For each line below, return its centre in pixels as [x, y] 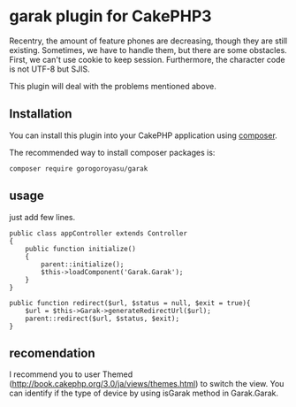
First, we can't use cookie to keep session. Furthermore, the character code [147, 59]
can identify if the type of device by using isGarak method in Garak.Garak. [144, 393]
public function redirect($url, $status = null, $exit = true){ [130, 303]
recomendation [52, 353]
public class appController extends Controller [99, 233]
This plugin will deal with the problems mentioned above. [113, 86]
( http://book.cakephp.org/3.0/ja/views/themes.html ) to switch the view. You [147, 384]
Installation [41, 114]
